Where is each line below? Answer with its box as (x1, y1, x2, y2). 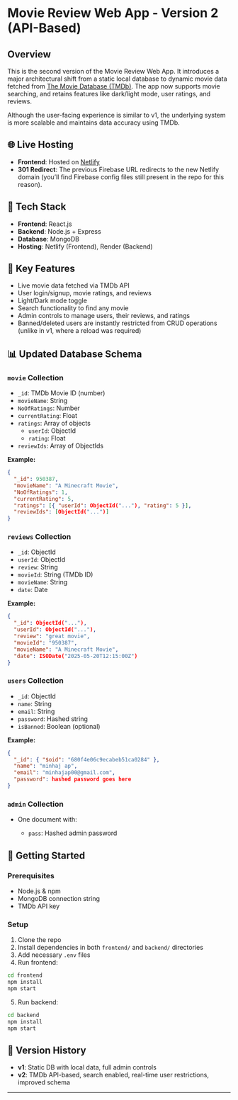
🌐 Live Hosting (7, 139, 74, 151)
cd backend (7, 1011, 40, 1019)
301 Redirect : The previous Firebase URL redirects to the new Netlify (17, 165, 220, 174)
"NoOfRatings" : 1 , (13, 489, 69, 496)
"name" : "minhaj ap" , (13, 763, 78, 770)
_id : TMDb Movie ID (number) (17, 389, 106, 397)
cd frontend (7, 972, 42, 979)
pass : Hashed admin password (28, 829, 118, 837)
